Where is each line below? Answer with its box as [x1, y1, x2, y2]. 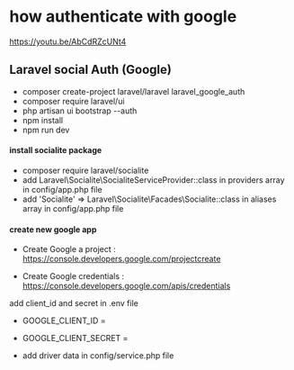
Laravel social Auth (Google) [9, 62, 173, 77]
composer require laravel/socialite [22, 165, 149, 176]
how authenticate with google [9, 6, 237, 27]
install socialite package [9, 145, 102, 156]
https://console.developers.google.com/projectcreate [22, 254, 221, 265]
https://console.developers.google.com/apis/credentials [22, 281, 231, 292]
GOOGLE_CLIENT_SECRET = [22, 333, 129, 344]
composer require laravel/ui [22, 95, 125, 106]
